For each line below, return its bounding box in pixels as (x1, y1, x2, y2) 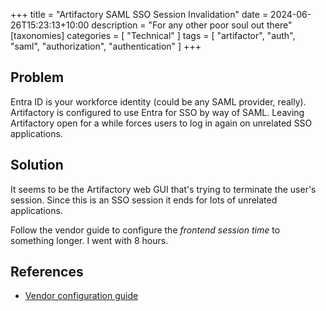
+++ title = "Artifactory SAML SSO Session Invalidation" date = (10, 9, 269, 20)
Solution (10, 157, 64, 174)
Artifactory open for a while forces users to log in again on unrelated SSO (10, 117, 313, 129)
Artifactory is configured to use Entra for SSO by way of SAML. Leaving (10, 106, 305, 118)
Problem (10, 69, 65, 86)
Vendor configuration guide (24, 290, 139, 302)
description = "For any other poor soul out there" (91, 19, 293, 31)
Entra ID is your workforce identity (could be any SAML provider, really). (10, 95, 307, 108)
